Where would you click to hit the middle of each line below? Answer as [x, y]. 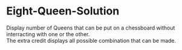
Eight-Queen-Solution [63, 11]
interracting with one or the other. [48, 34]
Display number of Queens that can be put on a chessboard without [91, 28]
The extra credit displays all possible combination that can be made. [91, 40]
